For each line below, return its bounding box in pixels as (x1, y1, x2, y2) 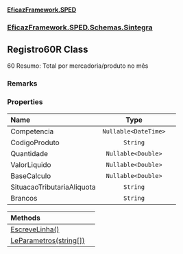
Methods (10, 213, 41, 223)
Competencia (10, 127, 54, 136)
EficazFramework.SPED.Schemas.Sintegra (7, 23, 153, 32)
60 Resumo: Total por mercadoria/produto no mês (7, 62, 149, 70)
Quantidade (10, 149, 49, 158)
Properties (7, 97, 43, 107)
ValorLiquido (10, 160, 51, 169)
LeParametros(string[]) (10, 236, 85, 245)
